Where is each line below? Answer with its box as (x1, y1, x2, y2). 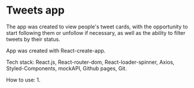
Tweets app (6, 4, 65, 17)
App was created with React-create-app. (6, 47, 106, 54)
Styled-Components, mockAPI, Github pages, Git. (6, 64, 127, 71)
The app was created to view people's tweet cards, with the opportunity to (6, 23, 188, 30)
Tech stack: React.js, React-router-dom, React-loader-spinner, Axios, (6, 58, 174, 66)
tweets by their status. (6, 35, 60, 43)
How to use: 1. (6, 76, 41, 83)
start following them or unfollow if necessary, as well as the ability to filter (6, 29, 186, 36)
